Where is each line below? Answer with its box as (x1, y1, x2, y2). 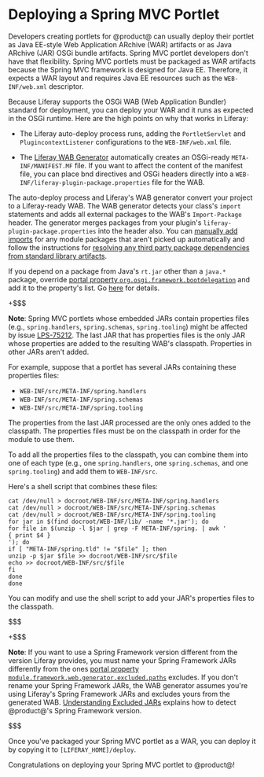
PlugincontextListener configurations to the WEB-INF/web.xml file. (19, 137, 232, 146)
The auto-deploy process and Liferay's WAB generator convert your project (8, 193, 253, 202)
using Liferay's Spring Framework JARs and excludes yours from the (8, 689, 230, 698)
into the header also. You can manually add (97, 226, 238, 235)
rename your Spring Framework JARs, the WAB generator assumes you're (8, 680, 248, 690)
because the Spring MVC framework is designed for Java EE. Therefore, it (8, 64, 247, 74)
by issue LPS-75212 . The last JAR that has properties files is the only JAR (8, 330, 246, 340)
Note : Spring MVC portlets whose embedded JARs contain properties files (8, 313, 250, 323)
